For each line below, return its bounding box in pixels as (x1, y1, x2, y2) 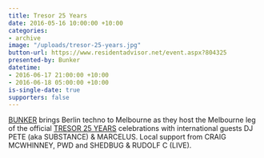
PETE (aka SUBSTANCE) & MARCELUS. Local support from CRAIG (8, 132, 226, 142)
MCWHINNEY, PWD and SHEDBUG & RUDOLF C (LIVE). (8, 140, 192, 150)
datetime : (8, 64, 42, 72)
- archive (8, 34, 42, 42)
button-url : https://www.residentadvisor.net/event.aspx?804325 (8, 49, 227, 57)
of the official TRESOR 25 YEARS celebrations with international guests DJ (8, 124, 254, 133)
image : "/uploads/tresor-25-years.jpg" (8, 41, 142, 49)
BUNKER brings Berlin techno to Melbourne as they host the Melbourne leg (8, 115, 256, 124)
